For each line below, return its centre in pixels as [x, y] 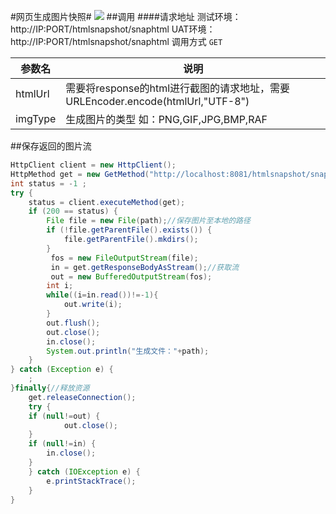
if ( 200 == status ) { [73, 211]
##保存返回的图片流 [51, 146]
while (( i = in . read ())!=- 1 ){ [102, 295]
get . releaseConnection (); [82, 397]
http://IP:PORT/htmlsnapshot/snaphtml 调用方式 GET [116, 41]
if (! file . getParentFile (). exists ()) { [129, 230]
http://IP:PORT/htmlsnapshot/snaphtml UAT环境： [113, 29]
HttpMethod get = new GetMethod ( [80, 174]
